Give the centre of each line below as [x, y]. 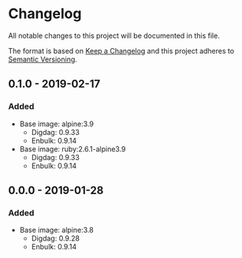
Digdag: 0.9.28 [56, 238]
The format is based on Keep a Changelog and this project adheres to [121, 50]
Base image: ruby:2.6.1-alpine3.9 [73, 149]
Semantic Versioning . [43, 59]
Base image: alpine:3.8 [56, 230]
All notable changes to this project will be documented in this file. [114, 36]
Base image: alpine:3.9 [57, 124]
